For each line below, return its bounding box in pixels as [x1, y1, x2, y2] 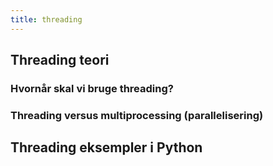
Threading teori [10, 52, 110, 69]
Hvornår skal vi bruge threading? [10, 81, 174, 95]
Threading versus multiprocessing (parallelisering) [10, 108, 264, 122]
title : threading [10, 14, 83, 25]
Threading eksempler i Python [10, 139, 203, 156]
